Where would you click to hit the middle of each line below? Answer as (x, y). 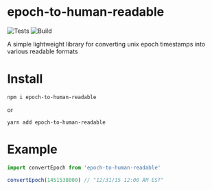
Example (32, 149)
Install (25, 79)
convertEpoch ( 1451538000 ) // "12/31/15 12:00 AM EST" (86, 180)
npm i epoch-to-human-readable (52, 97)
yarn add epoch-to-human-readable (57, 122)
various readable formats (43, 51)
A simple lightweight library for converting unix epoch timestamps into (106, 44)
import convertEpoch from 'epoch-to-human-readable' (84, 167)
